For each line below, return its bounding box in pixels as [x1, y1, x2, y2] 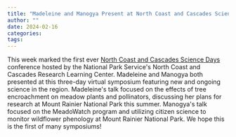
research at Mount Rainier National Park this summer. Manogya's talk [7, 100, 207, 108]
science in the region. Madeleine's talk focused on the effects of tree [7, 85, 207, 94]
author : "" [7, 17, 39, 24]
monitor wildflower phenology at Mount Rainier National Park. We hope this [7, 115, 225, 123]
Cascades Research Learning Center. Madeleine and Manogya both [7, 71, 204, 79]
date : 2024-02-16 [7, 23, 58, 30]
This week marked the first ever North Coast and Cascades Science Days [7, 55, 221, 64]
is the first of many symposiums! [7, 122, 102, 131]
